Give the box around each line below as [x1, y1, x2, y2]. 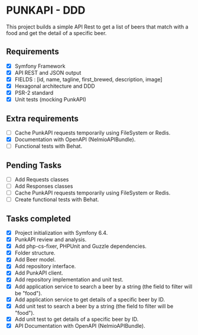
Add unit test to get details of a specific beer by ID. [14, 315, 139, 323]
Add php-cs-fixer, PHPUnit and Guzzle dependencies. [14, 243, 147, 250]
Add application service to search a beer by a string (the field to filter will [14, 283, 193, 290]
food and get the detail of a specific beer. [6, 29, 107, 36]
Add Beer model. [14, 256, 56, 263]
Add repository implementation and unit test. [14, 276, 124, 283]
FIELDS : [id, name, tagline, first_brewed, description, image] [14, 75, 163, 83]
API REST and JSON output [14, 69, 82, 76]
